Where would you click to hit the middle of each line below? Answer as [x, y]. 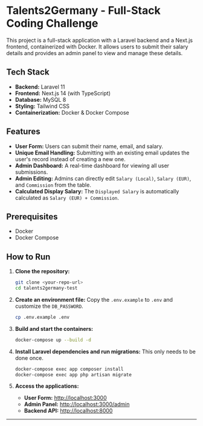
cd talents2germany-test [46, 288]
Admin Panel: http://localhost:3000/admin [77, 404]
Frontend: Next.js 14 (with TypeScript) [63, 93]
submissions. [31, 172]
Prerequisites [32, 217]
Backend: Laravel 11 [40, 87]
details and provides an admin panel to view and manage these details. [95, 53]
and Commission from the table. [53, 185]
